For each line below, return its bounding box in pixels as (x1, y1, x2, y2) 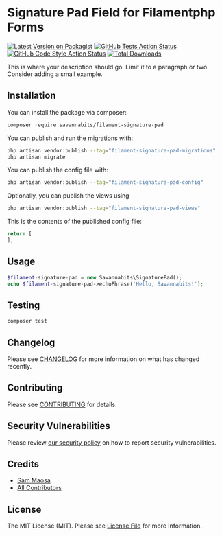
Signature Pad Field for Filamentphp (7, 5, 216, 21)
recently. (7, 362, 32, 370)
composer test (7, 318, 48, 325)
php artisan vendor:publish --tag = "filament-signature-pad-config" (7, 179, 204, 186)
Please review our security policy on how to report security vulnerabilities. (7, 438, 217, 447)
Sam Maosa (16, 476, 51, 485)
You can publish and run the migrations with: (7, 134, 134, 142)
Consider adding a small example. (7, 70, 103, 78)
